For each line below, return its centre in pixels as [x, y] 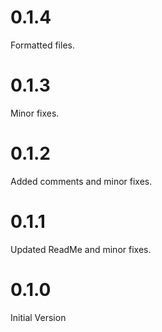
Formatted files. [42, 45]
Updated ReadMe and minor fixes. [81, 249]
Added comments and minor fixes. [81, 181]
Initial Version [38, 317]
